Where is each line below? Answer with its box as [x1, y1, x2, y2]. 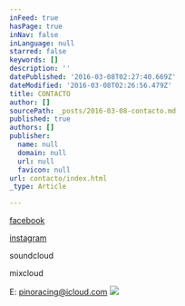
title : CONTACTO [9, 89, 71, 98]
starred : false [9, 47, 67, 56]
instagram [9, 232, 47, 243]
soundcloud [9, 251, 54, 262]
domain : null [17, 148, 67, 157]
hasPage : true [9, 22, 63, 31]
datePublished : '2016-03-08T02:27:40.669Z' [9, 73, 177, 82]
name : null [17, 140, 59, 149]
